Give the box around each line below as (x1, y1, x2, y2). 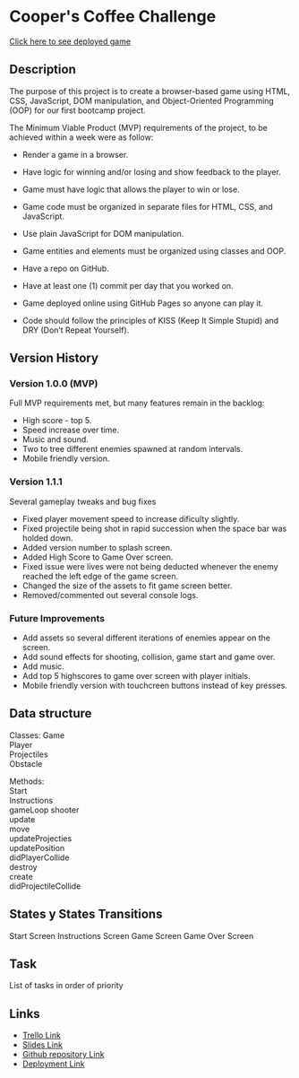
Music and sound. (21, 434, 90, 445)
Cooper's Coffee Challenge (9, 6, 217, 27)
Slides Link (21, 1039, 63, 1050)
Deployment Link (21, 1058, 85, 1069)
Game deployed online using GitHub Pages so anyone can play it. (21, 298, 264, 309)
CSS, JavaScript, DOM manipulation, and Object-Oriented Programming (9, 95, 275, 106)
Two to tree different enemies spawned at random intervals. (21, 444, 243, 455)
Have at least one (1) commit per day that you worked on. (21, 280, 235, 291)
